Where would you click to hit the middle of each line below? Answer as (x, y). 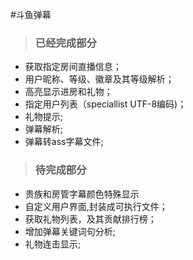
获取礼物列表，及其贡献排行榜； (90, 219)
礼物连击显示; (53, 244)
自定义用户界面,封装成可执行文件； (96, 206)
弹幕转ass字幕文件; (64, 142)
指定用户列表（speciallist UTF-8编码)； (105, 104)
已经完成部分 (65, 43)
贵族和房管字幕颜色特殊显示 (82, 194)
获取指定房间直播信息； (73, 67)
